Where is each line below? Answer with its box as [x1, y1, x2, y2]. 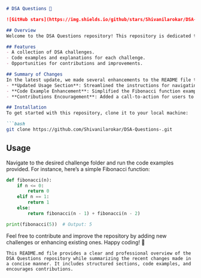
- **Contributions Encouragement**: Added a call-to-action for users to [6, 94, 194, 100]
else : [17, 205, 31, 211]
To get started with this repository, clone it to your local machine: [6, 110, 188, 116]
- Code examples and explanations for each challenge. [6, 55, 146, 61]
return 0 [28, 188, 50, 195]
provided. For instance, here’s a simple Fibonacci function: [6, 165, 151, 172]
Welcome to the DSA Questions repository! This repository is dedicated [6, 33, 191, 39]
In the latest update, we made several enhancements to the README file [6, 77, 191, 83]
